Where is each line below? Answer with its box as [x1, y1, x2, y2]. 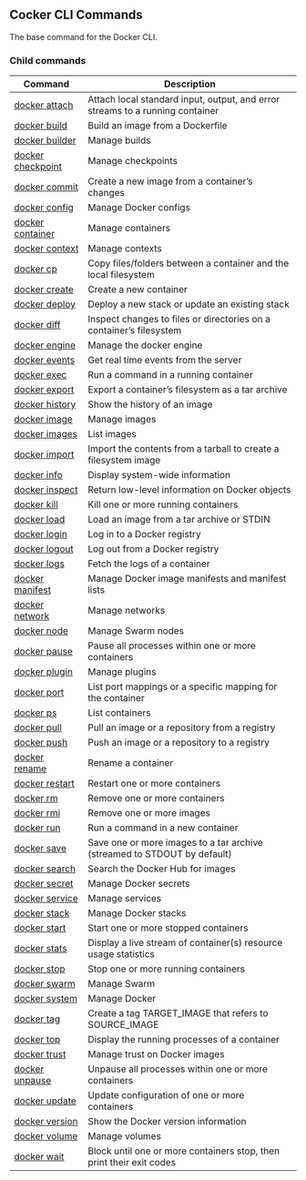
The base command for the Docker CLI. [9, 31, 158, 42]
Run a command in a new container [87, 821, 239, 834]
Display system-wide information [87, 469, 230, 482]
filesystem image [87, 454, 161, 467]
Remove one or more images [87, 807, 211, 819]
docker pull [14, 721, 62, 734]
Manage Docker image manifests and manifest [87, 573, 287, 585]
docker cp [14, 263, 57, 276]
